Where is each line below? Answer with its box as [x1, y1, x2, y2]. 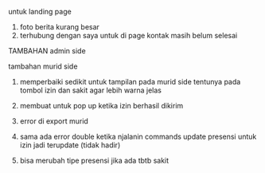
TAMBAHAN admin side [8, 46, 86, 55]
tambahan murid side [8, 61, 78, 71]
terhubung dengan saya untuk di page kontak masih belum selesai [19, 31, 238, 40]
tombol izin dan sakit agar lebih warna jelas [19, 85, 162, 95]
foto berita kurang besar [19, 22, 99, 31]
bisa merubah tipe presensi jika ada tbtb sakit [19, 155, 170, 165]
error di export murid [19, 116, 89, 126]
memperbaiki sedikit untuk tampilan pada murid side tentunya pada [19, 77, 241, 86]
